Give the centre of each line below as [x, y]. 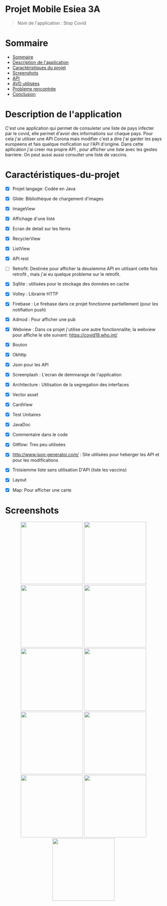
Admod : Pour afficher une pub [44, 319]
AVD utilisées [26, 83]
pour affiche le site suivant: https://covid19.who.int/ [65, 335]
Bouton [20, 344]
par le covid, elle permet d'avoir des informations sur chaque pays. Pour [79, 133]
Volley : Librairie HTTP [35, 294]
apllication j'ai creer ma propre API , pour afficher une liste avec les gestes [81, 149]
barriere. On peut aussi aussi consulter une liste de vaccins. [66, 154]
